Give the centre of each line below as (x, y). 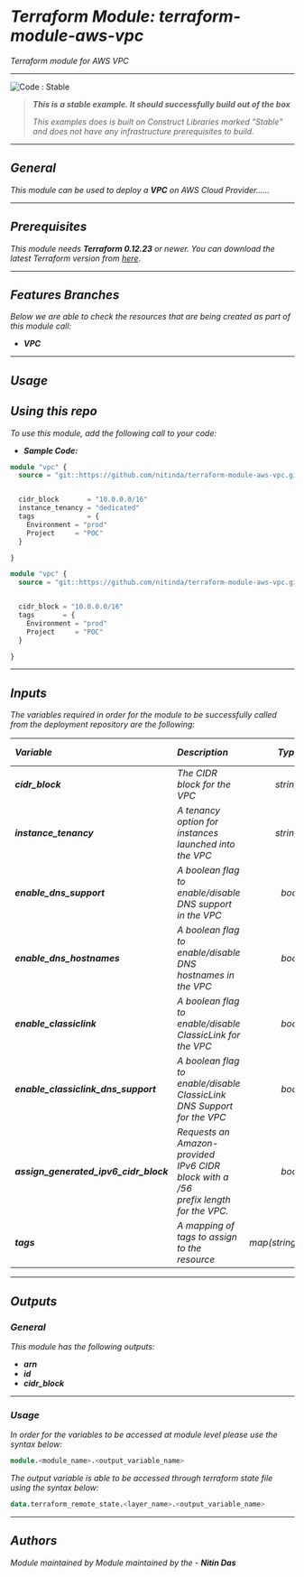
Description (203, 753)
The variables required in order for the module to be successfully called (144, 715)
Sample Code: (51, 450)
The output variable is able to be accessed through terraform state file (142, 1479)
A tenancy (198, 811)
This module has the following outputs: (83, 1346)
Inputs (29, 693)
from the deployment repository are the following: (102, 725)
